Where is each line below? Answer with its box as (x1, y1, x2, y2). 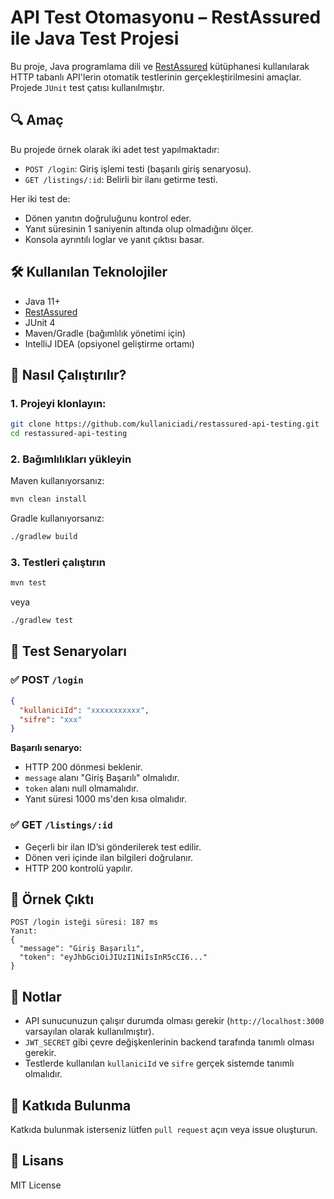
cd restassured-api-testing (10, 429, 128, 439)
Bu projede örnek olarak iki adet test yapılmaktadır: (10, 143, 220, 155)
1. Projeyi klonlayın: (10, 396, 107, 410)
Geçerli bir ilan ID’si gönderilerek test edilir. (24, 841, 202, 853)
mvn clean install (10, 494, 87, 505)
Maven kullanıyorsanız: (10, 475, 105, 487)
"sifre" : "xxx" (19, 714, 83, 725)
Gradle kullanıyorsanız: (10, 512, 105, 525)
